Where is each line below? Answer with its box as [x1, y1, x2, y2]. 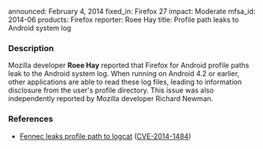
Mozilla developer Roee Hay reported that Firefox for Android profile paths [8, 60, 250, 70]
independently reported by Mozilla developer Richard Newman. [8, 94, 214, 104]
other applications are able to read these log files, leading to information [8, 78, 243, 87]
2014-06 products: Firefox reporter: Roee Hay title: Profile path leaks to [8, 15, 239, 24]
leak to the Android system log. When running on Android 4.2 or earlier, [8, 69, 240, 78]
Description [8, 42, 54, 53]
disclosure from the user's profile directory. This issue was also [8, 85, 214, 95]
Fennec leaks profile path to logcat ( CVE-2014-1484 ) [19, 131, 191, 140]
